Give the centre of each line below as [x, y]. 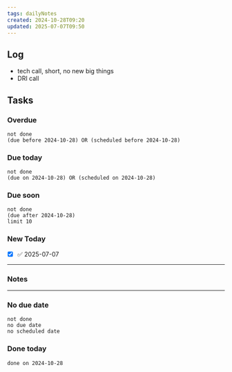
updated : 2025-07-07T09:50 [46, 26]
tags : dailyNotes [32, 13]
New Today [27, 239]
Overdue [22, 120]
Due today [25, 158]
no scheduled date [33, 332]
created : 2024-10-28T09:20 [46, 20]
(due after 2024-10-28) [41, 216]
